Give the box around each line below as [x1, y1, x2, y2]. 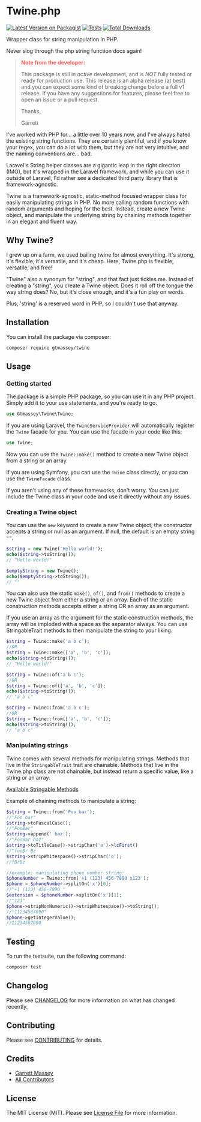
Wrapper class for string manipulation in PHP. [6, 35, 119, 43]
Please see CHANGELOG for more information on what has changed [6, 997, 175, 1004]
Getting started [6, 379, 52, 387]
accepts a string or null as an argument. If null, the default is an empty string [6, 528, 195, 535]
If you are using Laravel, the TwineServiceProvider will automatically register [6, 422, 195, 429]
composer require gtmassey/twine [6, 345, 90, 351]
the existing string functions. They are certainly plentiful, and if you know [6, 137, 187, 145]
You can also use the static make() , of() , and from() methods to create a [6, 589, 185, 597]
